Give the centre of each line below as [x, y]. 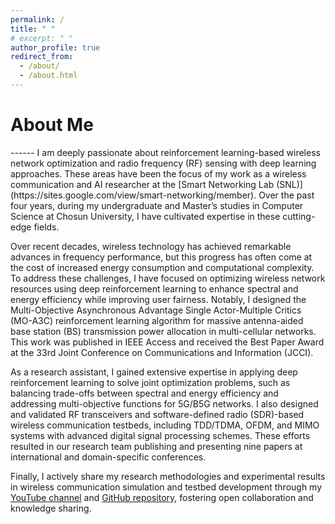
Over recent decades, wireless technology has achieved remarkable [151, 246]
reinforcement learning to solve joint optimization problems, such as [150, 382]
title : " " [33, 29]
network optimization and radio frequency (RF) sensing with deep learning [163, 163]
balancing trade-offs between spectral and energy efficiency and [144, 393]
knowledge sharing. [51, 508]
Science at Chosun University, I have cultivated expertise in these [145, 216]
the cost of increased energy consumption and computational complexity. [162, 267]
